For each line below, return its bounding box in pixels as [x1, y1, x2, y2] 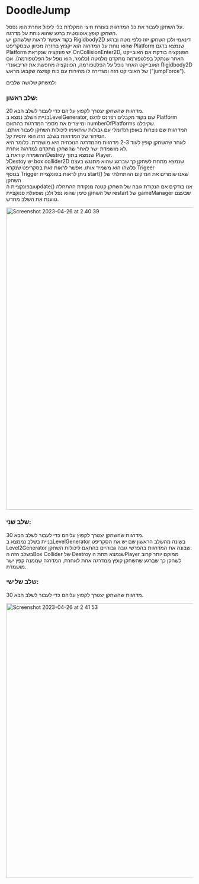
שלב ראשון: [6, 93, 38, 102]
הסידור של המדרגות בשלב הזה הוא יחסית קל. [6, 132, 107, 140]
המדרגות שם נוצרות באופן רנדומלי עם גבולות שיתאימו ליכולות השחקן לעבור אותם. [6, 126, 188, 134]
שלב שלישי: [6, 577, 39, 586]
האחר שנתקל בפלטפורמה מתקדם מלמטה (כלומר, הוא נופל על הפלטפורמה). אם [6, 55, 184, 62]
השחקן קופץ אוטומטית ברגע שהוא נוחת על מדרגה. [6, 29, 117, 36]
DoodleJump [6, 4, 71, 17]
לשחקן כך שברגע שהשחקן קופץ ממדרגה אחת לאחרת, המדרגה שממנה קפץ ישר [6, 557, 182, 564]
